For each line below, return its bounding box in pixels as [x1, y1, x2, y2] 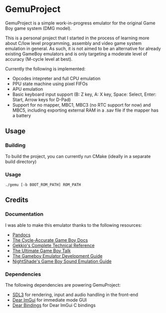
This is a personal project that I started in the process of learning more [5, 35, 150, 41]
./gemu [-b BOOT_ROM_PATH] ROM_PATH [5, 182, 81, 187]
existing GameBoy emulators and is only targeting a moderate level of [5, 51, 148, 57]
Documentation [5, 211, 44, 218]
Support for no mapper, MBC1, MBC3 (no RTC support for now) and [12, 102, 151, 108]
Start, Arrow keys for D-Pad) [12, 96, 71, 103]
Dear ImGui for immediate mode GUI [12, 297, 87, 303]
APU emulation [12, 86, 43, 92]
